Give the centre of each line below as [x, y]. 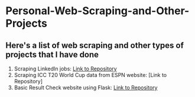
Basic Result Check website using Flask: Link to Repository [86, 88]
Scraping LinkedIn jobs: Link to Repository [65, 69]
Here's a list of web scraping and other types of [95, 45]
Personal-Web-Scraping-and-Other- [97, 11]
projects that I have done [52, 54]
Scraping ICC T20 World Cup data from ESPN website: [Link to [90, 75]
